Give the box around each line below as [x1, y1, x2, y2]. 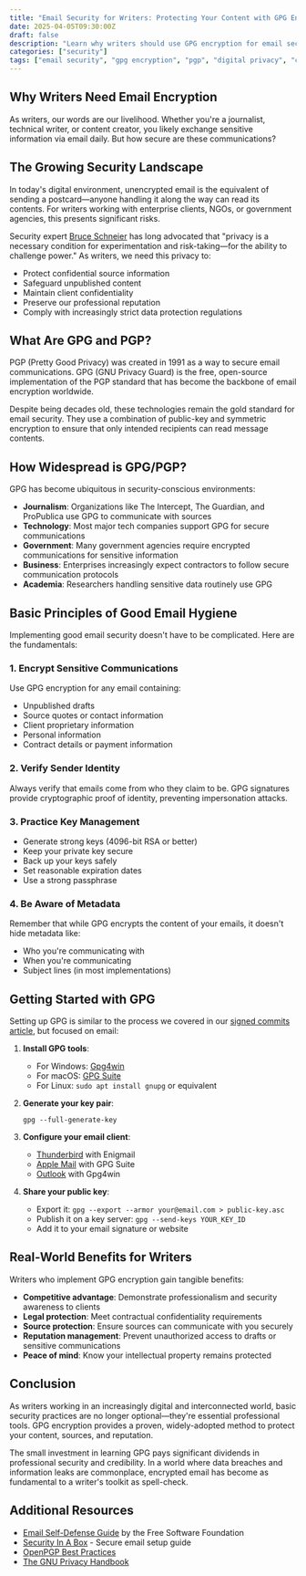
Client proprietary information [22, 720, 135, 731]
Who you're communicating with [22, 945, 146, 956]
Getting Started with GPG [9, 991, 156, 1007]
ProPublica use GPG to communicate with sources [22, 511, 212, 522]
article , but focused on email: [9, 1026, 119, 1037]
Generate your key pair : [22, 1098, 114, 1109]
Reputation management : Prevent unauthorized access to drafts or [22, 1330, 277, 1341]
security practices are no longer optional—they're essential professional [9, 1410, 280, 1421]
